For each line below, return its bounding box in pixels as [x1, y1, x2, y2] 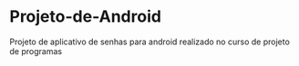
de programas [9, 45, 62, 56]
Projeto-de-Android [9, 6, 162, 27]
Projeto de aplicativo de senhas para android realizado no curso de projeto [9, 36, 290, 47]
